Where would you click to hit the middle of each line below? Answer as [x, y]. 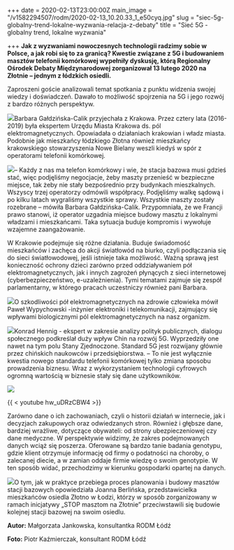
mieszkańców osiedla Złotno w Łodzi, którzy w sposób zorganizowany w [112, 497]
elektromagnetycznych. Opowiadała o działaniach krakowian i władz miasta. [117, 133]
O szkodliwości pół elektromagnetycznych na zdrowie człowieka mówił [116, 302]
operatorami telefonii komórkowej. [57, 155]
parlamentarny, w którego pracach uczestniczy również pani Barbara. [108, 287]
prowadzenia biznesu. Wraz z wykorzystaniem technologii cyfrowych [107, 368]
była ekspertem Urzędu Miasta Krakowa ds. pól [93, 126]
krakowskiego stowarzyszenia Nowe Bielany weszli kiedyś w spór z [104, 148]
